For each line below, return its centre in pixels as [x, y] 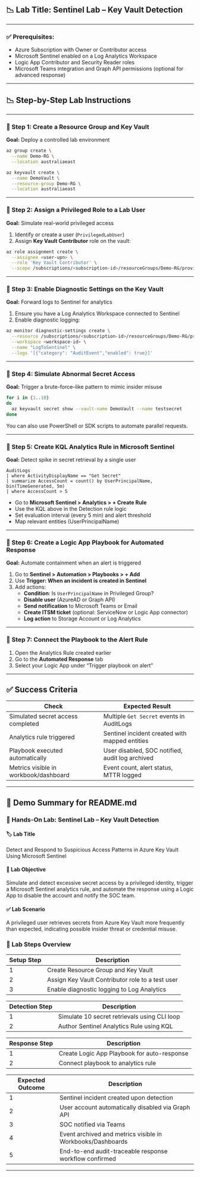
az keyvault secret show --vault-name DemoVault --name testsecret [97, 409]
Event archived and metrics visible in [111, 1134]
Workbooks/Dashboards [93, 1141]
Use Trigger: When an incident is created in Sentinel [81, 581]
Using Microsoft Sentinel [36, 856]
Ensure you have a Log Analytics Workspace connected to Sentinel [97, 314]
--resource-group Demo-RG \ [46, 183]
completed [24, 724]
